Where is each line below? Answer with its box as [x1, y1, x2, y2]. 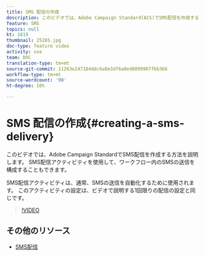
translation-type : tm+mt [6, 60, 70, 66]
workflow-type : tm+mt [6, 71, 62, 78]
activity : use [6, 49, 43, 55]
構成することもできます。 [6, 166, 70, 173]
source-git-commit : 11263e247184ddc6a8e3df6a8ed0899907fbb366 [6, 65, 168, 72]
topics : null [6, 26, 40, 32]
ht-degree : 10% [6, 83, 45, 89]
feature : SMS [6, 20, 40, 26]
